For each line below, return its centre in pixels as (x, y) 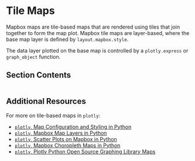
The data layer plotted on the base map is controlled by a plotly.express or (97, 50)
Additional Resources (46, 101)
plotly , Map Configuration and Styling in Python (73, 127)
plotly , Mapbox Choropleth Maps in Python (67, 145)
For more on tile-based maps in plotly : (53, 116)
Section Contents (39, 75)
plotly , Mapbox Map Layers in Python (61, 133)
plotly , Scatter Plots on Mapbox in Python (66, 139)
